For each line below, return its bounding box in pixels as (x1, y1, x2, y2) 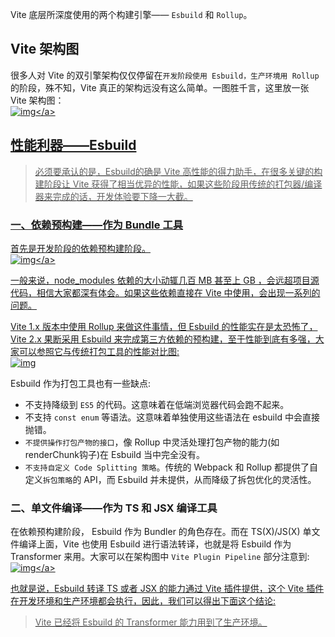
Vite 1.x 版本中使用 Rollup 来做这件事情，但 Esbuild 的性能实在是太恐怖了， (10, 320, 318, 332)
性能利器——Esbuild (10, 137, 137, 154)
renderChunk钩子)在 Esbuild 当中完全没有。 (24, 448, 206, 460)
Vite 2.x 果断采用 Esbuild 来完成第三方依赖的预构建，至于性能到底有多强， (10, 333, 316, 345)
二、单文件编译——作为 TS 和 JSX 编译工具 (10, 501, 218, 515)
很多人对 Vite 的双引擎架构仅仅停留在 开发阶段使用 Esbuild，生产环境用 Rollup (10, 69, 320, 81)
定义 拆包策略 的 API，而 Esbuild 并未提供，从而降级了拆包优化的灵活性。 (24, 473, 317, 485)
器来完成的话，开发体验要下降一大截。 (34, 190, 193, 202)
